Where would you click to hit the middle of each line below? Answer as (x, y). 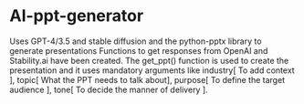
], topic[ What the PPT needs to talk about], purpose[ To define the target (147, 79)
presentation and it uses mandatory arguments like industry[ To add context (152, 70)
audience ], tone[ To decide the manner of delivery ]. (109, 89)
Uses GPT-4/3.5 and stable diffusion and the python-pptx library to (136, 41)
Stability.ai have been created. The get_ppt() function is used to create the (149, 60)
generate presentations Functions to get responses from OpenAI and (139, 50)
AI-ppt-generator (77, 16)
